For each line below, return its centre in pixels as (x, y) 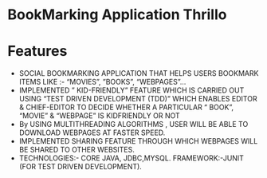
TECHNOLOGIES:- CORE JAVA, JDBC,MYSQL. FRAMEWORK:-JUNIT (132, 158)
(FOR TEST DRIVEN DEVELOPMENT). (80, 167)
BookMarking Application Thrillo (117, 15)
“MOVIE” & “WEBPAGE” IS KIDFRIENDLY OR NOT (99, 116)
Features (37, 51)
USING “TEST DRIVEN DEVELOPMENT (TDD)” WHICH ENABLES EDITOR (138, 99)
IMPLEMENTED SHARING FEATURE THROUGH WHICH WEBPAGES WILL (138, 141)
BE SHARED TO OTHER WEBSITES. (77, 150)
